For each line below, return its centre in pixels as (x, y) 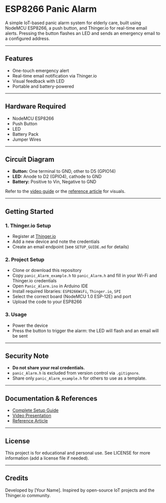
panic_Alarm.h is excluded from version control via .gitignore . (76, 373)
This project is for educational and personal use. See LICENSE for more (78, 453)
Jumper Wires (27, 139)
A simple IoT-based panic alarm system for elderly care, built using (73, 23)
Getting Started (29, 212)
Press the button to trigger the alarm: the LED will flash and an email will (85, 330)
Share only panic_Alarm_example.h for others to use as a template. (79, 378)
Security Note (27, 356)
